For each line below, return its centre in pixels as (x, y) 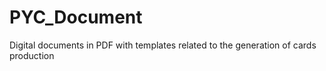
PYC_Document (76, 17)
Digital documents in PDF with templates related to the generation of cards (163, 45)
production (32, 55)
